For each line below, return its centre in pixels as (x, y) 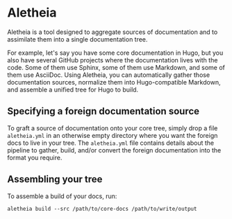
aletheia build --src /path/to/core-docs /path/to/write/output (102, 209)
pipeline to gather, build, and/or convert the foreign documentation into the (114, 150)
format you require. (35, 157)
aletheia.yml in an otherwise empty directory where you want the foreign (113, 135)
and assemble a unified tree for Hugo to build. (73, 89)
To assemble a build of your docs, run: (62, 196)
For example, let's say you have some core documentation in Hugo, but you (115, 53)
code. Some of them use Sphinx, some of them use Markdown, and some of (116, 67)
